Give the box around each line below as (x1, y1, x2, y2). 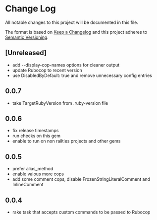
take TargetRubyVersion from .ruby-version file (12, 100, 108, 106)
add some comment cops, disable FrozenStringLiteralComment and (12, 176, 150, 182)
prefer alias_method (12, 166, 53, 172)
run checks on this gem (12, 133, 61, 139)
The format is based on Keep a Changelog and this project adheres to (5, 29, 148, 35)
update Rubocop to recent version (12, 67, 83, 73)
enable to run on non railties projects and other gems (12, 138, 121, 144)
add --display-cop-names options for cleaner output (12, 62, 120, 68)
